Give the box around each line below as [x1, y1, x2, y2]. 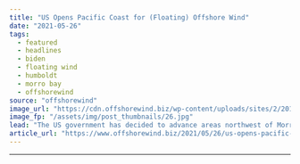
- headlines [17, 46, 62, 55]
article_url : [9, 129, 58, 138]
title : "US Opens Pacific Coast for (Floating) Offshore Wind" [9, 12, 250, 22]
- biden [17, 54, 46, 63]
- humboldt [17, 71, 58, 80]
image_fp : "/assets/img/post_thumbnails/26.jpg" [9, 112, 194, 121]
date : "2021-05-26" [9, 21, 82, 30]
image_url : [9, 104, 50, 113]
